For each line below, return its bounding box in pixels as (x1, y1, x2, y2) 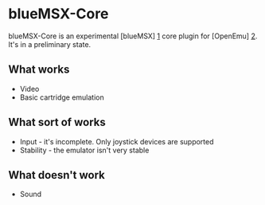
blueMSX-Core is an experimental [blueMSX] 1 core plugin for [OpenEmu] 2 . (8, 31, 258, 41)
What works (8, 63, 70, 77)
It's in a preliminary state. (8, 39, 92, 49)
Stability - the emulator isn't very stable (19, 145, 150, 155)
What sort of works (8, 116, 106, 129)
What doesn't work (8, 168, 106, 182)
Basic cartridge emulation (19, 93, 105, 102)
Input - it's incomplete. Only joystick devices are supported (19, 136, 214, 146)
